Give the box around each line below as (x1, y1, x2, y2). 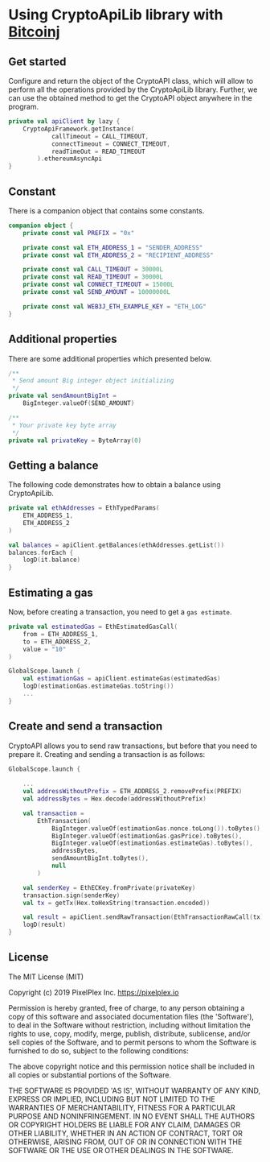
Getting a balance (8, 458, 99, 472)
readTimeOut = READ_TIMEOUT (51, 147, 146, 155)
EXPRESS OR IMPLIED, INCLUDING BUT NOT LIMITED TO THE (8, 1094, 215, 1104)
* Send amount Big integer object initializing (11, 377, 174, 385)
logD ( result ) (22, 920, 67, 929)
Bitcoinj (8, 23, 60, 41)
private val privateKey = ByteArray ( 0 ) (8, 436, 142, 445)
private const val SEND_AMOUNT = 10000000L (22, 288, 171, 296)
